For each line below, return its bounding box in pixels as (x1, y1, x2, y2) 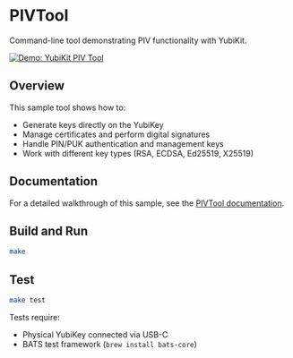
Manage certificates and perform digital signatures (22, 129, 211, 140)
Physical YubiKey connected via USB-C (22, 328, 168, 340)
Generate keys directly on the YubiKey (22, 119, 164, 130)
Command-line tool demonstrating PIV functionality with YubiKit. (9, 35, 247, 46)
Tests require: (9, 311, 60, 322)
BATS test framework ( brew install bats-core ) (22, 338, 197, 349)
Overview (9, 78, 65, 94)
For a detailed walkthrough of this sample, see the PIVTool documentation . (9, 198, 285, 209)
